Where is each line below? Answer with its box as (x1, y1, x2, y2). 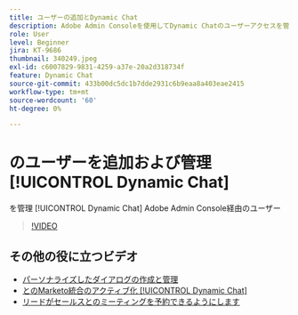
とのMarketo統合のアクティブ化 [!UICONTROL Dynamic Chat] (21, 286, 247, 295)
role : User (9, 29, 50, 38)
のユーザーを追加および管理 (9, 153, 212, 174)
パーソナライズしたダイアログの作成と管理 (21, 274, 179, 285)
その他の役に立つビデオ (9, 248, 138, 263)
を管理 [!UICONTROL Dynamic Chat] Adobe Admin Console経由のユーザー (9, 203, 282, 214)
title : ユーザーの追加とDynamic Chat (9, 12, 138, 22)
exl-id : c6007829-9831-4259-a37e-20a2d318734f (9, 63, 185, 72)
